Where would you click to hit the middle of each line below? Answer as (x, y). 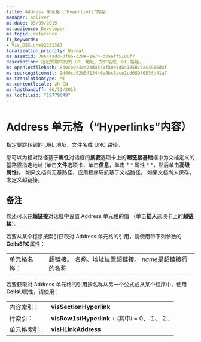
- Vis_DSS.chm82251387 (34, 46)
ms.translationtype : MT (36, 78)
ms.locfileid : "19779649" (38, 95)
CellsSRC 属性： (26, 244)
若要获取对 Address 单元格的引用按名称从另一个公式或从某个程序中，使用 (97, 284)
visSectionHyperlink (81, 307)
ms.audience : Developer (36, 28)
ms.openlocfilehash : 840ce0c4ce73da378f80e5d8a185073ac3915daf (87, 67)
